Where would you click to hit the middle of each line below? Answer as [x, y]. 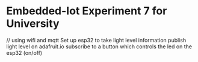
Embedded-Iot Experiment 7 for [87, 11]
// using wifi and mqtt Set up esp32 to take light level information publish [96, 40]
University [33, 24]
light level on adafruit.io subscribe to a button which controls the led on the [99, 46]
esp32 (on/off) [24, 52]
